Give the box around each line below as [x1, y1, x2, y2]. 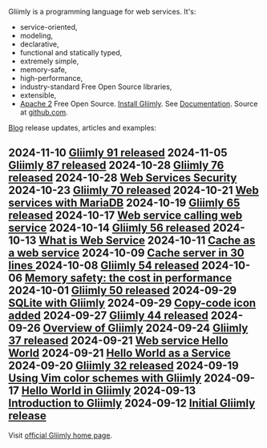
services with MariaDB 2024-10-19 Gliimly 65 [8, 196, 241, 210]
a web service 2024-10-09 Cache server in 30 [8, 246, 245, 260]
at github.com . [19, 107, 68, 117]
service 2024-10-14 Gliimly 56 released [8, 221, 211, 235]
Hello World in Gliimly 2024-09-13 [21, 384, 196, 398]
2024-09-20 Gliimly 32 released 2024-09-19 [8, 359, 239, 373]
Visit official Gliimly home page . [8, 430, 113, 440]
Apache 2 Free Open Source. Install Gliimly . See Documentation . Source [19, 99, 258, 108]
